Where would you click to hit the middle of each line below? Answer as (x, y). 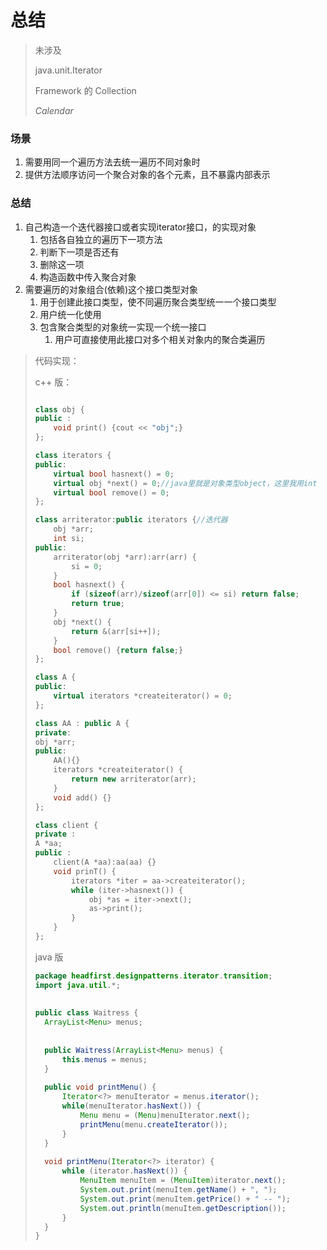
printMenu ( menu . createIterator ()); (153, 1124)
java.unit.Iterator (68, 70)
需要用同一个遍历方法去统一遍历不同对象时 (112, 162)
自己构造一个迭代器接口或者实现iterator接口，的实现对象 (140, 227)
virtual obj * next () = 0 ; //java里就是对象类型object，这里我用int (185, 483)
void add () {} (82, 797)
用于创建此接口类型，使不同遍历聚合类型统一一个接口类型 (158, 302)
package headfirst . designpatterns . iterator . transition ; (153, 976)
